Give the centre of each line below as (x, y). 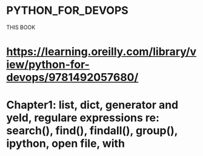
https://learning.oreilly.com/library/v (101, 52)
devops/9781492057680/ (72, 78)
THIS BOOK (21, 27)
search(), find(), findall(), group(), (92, 131)
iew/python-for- (48, 65)
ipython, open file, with (66, 144)
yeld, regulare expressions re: (83, 118)
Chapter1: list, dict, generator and (92, 105)
